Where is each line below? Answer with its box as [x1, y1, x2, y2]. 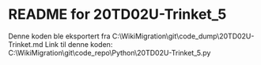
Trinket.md [8, 39, 43, 49]
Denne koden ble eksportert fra [8, 31, 111, 41]
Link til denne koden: [44, 39, 113, 49]
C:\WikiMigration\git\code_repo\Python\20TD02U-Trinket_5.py [8, 48, 211, 57]
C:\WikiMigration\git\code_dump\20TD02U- [112, 31, 255, 41]
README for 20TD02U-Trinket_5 [8, 5, 227, 23]
